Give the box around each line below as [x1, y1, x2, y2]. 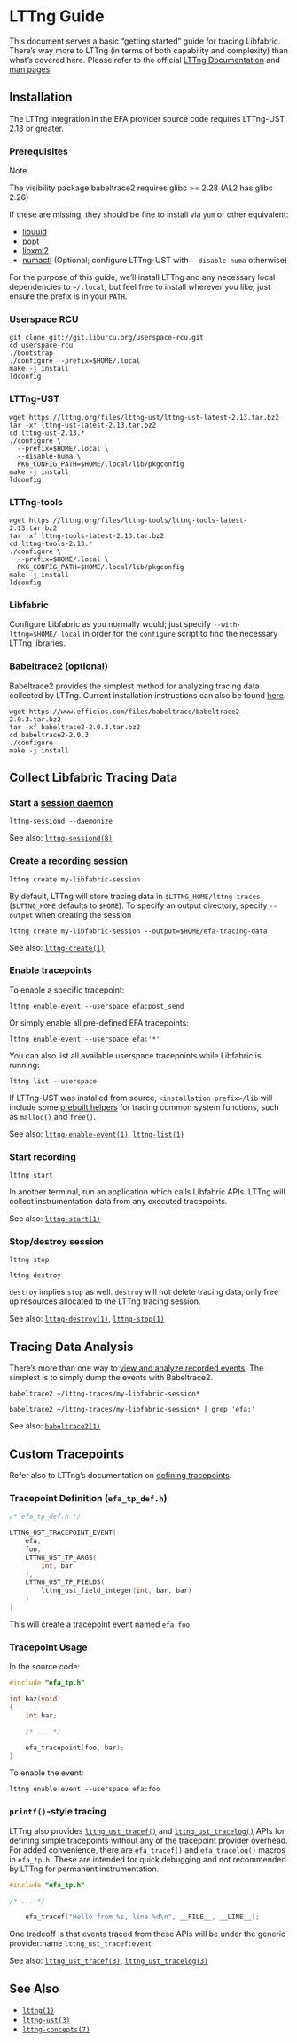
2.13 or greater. [9, 123, 65, 133]
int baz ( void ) [9, 1694, 62, 1704]
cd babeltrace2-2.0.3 [9, 730, 90, 739]
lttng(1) [21, 2007, 55, 2015]
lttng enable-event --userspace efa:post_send [9, 1001, 184, 1010]
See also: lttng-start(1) [9, 1213, 101, 1224]
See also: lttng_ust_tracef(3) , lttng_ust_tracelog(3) [9, 1955, 208, 1967]
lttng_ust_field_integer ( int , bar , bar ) [41, 1586, 192, 1596]
